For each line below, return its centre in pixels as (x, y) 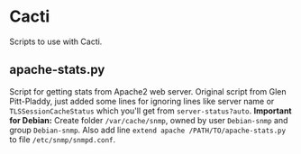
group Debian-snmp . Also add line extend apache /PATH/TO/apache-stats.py (148, 130)
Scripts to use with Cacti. (56, 41)
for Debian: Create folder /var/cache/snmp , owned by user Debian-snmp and (149, 120)
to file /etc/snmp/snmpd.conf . (63, 139)
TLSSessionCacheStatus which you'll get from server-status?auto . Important (150, 111)
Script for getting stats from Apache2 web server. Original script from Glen (148, 91)
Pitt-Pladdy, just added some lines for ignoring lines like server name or (142, 101)
